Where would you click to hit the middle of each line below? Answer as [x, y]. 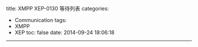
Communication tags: [40, 20]
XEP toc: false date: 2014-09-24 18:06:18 [65, 32]
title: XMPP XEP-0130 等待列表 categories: [57, 8]
